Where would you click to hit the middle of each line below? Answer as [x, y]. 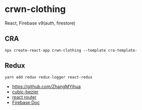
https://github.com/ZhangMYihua [46, 86]
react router [24, 97]
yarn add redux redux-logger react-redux [49, 77]
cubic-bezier [25, 91]
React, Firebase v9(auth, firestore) [40, 23]
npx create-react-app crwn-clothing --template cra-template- [71, 50]
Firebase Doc [26, 102]
